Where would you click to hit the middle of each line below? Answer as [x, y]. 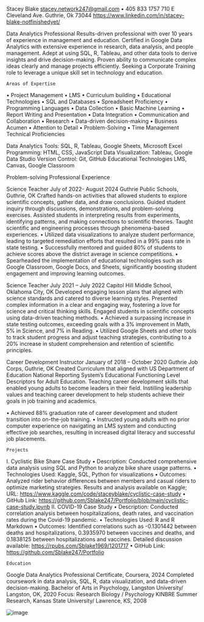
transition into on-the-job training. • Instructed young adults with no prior [98, 419]
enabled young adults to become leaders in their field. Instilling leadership [99, 388]
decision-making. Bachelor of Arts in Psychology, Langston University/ [95, 588]
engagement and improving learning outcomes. [66, 273]
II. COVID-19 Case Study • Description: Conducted [115, 507]
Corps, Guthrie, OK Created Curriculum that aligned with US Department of [100, 368]
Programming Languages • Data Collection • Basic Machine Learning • [96, 108]
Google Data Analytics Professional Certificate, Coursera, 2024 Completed [100, 575]
